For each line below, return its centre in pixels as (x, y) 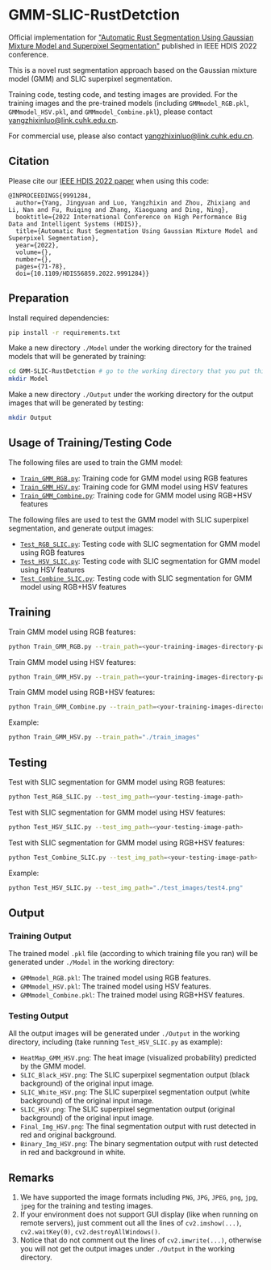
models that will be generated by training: (77, 357)
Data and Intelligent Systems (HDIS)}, (75, 224)
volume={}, (34, 252)
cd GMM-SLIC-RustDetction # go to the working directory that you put (129, 371)
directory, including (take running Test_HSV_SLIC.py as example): (116, 1042)
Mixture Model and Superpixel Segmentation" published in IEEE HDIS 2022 (133, 45)
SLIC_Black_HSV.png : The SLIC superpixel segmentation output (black (135, 1075)
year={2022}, (38, 245)
